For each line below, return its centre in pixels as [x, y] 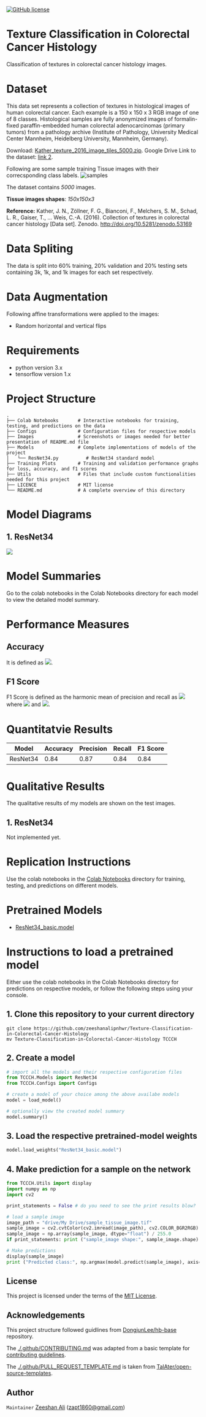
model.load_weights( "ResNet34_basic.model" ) [64, 1150]
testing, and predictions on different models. [62, 885]
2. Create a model [41, 1058]
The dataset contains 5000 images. [51, 187]
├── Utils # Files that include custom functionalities [101, 474]
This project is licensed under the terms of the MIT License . [82, 1296]
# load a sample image [35, 1217]
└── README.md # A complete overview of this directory [96, 490]
